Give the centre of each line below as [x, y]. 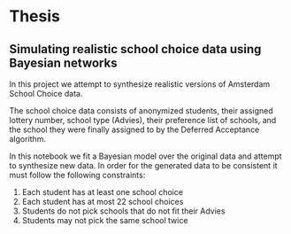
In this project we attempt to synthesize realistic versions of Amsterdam [140, 84]
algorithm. [28, 139]
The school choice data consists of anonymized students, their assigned [141, 111]
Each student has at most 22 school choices [103, 202]
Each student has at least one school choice [103, 192]
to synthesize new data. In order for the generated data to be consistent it [143, 165]
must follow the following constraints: [77, 175]
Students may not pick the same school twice [105, 220]
